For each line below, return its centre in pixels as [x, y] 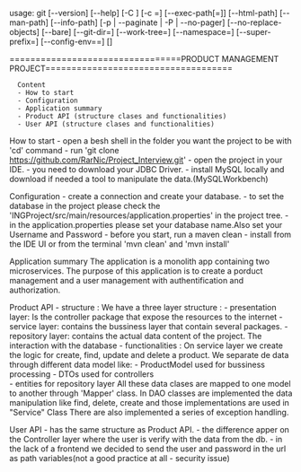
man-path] [29, 22]
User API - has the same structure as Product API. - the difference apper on [150, 429]
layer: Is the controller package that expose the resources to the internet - [146, 317]
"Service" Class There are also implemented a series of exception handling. [149, 412]
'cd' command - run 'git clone [64, 150]
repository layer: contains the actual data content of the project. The [136, 336]
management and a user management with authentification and [127, 280]
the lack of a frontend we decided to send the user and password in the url [148, 449]
